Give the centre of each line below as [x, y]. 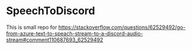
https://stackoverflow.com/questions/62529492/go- [122, 27]
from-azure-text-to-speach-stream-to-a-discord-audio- [75, 33]
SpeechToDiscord [51, 11]
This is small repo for [32, 27]
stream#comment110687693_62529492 [55, 40]
